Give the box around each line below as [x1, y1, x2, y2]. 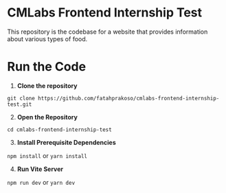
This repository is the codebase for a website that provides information [7, 27, 208, 36]
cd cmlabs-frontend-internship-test [7, 126, 112, 133]
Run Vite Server [16, 165, 64, 173]
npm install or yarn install [7, 151, 88, 159]
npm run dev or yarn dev [7, 178, 76, 186]
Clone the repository [16, 81, 78, 90]
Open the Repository [16, 113, 78, 121]
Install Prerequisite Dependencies [16, 138, 117, 146]
